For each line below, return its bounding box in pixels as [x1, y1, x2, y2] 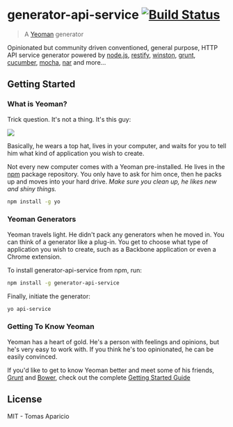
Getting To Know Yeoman [7, 322, 95, 332]
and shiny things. [7, 184, 57, 193]
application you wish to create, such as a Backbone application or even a [7, 245, 217, 253]
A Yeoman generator [24, 30, 84, 38]
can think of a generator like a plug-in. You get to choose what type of [7, 237, 209, 246]
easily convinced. [7, 352, 58, 361]
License [7, 394, 42, 405]
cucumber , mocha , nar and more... [7, 58, 106, 66]
